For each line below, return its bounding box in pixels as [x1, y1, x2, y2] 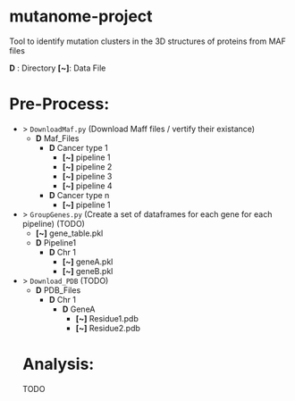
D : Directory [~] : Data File [9, 63, 106, 73]
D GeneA [62, 304, 96, 314]
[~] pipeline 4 [62, 180, 114, 191]
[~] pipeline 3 [62, 171, 113, 181]
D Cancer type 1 [48, 142, 109, 153]
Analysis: [21, 355, 95, 374]
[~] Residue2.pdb [75, 322, 141, 333]
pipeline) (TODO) [21, 218, 85, 229]
